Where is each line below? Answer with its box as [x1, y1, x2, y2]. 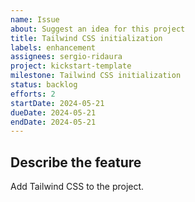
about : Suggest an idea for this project [10, 24, 186, 34]
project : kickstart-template [10, 61, 132, 71]
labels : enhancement [10, 42, 97, 53]
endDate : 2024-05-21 [10, 117, 97, 127]
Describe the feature [10, 154, 142, 171]
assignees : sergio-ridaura [10, 52, 123, 62]
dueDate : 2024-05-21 [10, 107, 97, 118]
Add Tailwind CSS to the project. [10, 181, 145, 193]
